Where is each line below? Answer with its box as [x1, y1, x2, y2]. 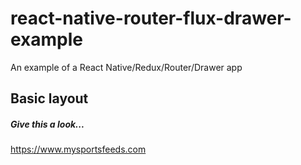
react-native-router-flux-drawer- [10, 7, 292, 30]
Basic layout [10, 90, 89, 107]
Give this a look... [10, 118, 85, 130]
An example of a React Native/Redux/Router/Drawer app [10, 61, 243, 73]
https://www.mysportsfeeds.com [10, 143, 147, 156]
